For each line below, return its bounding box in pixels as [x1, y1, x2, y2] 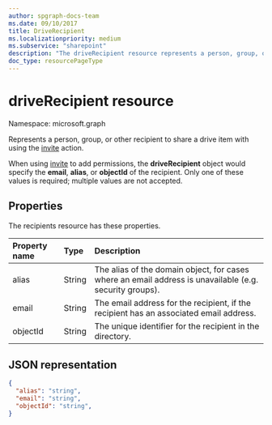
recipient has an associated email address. [94, 307, 257, 318]
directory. [94, 330, 132, 342]
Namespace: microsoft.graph [8, 118, 106, 128]
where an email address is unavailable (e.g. [94, 274, 259, 285]
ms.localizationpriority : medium [8, 34, 121, 43]
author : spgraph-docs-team [8, 11, 100, 20]
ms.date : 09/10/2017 [8, 19, 79, 28]
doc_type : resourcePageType [8, 57, 104, 66]
